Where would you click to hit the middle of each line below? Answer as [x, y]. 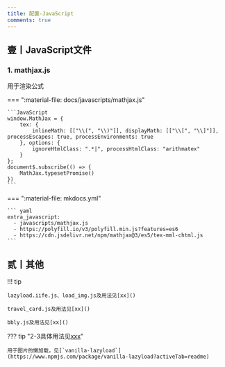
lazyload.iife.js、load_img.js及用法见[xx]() [72, 296]
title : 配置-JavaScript [41, 14]
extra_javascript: [34, 217]
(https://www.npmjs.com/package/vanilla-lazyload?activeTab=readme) [108, 357]
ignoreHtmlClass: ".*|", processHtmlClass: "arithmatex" [116, 149]
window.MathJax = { [35, 119]
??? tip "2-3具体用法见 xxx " [45, 336]
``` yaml [20, 211]
